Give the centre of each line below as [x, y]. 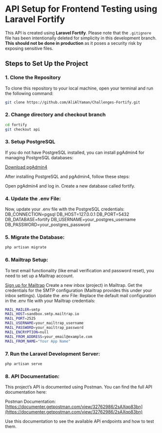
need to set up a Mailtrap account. [39, 276]
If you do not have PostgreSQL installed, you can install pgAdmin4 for [75, 152]
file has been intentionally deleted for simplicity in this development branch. [81, 38]
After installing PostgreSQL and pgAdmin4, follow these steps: [67, 176]
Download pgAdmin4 [26, 167]
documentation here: [26, 392]
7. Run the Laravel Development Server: [53, 354]
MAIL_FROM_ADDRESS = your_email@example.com [49, 337]
